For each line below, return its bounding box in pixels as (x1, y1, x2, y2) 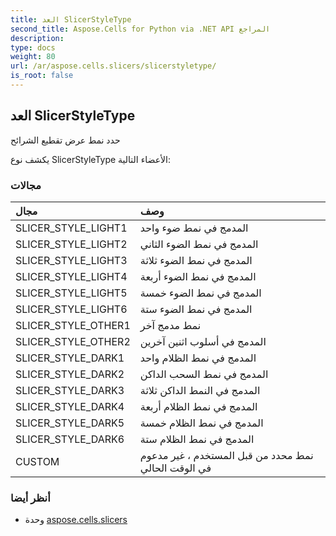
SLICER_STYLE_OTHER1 (15, 318, 131, 332)
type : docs (10, 42, 56, 53)
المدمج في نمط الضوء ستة (139, 302, 253, 316)
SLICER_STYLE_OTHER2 (15, 334, 131, 348)
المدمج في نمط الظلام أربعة (139, 399, 258, 413)
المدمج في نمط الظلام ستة (139, 432, 255, 446)
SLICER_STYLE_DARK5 (15, 416, 125, 430)
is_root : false (10, 71, 74, 81)
